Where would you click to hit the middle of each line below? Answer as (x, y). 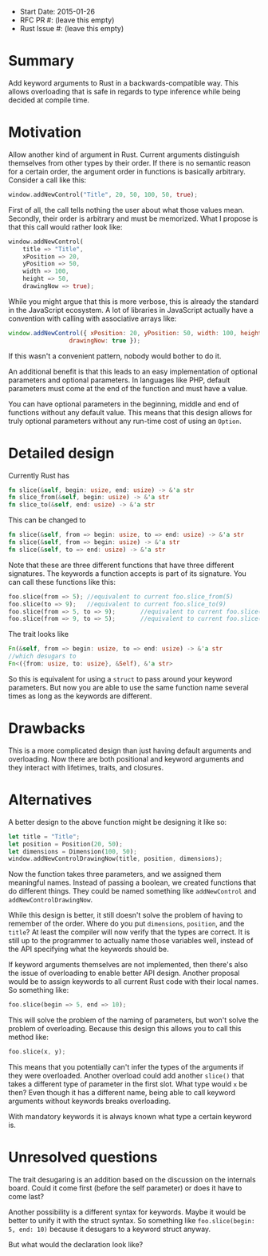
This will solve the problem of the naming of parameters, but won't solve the (134, 1020)
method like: (29, 1037)
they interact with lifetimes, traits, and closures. (86, 767)
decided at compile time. (49, 100)
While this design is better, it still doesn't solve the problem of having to (126, 915)
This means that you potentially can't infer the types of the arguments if (126, 1067)
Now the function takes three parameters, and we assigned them (115, 874)
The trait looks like (39, 634)
